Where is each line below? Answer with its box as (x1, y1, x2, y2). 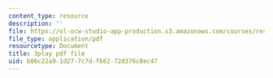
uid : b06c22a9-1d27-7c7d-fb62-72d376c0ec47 (8, 58, 158, 66)
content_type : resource (8, 11, 89, 20)
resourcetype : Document (8, 42, 89, 50)
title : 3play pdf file (8, 50, 85, 58)
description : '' (8, 19, 63, 28)
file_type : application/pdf (8, 34, 104, 43)
